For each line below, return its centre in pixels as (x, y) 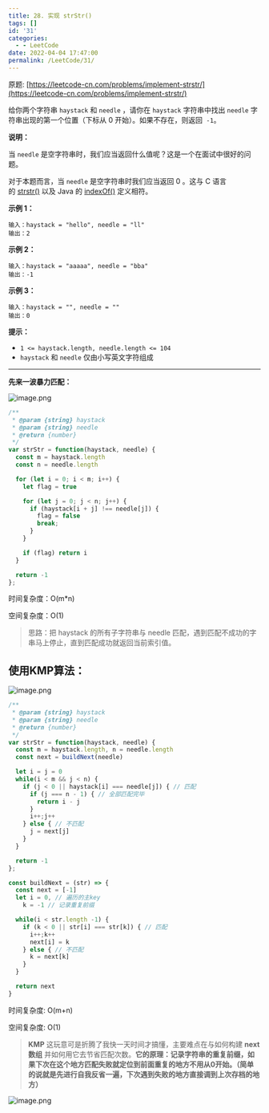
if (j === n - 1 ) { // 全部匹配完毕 (87, 794)
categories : (28, 38)
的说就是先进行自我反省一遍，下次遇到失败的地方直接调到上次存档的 (140, 1074)
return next (36, 987)
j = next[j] (49, 831)
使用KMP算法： (47, 670)
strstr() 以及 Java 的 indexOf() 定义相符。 (85, 191)
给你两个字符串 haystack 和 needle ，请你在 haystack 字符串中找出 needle (129, 110)
